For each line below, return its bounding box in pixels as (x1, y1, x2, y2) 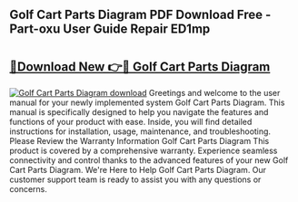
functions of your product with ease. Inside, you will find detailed (9, 117, 253, 127)
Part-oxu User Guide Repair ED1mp (9, 22, 211, 37)
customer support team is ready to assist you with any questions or (9, 174, 262, 185)
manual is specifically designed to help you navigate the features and (9, 107, 269, 117)
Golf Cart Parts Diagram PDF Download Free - (9, 7, 272, 23)
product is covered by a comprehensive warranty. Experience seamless (9, 145, 278, 156)
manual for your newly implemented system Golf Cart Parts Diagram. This (9, 97, 285, 108)
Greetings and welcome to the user (148, 88, 281, 98)
